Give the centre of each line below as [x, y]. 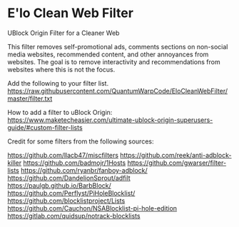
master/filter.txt [30, 99]
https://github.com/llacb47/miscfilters [63, 155]
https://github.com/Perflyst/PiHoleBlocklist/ [71, 193]
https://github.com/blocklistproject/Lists [66, 201]
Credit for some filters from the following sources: [81, 141]
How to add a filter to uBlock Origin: [60, 112]
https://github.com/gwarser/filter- [177, 163]
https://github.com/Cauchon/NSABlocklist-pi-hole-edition [92, 208]
